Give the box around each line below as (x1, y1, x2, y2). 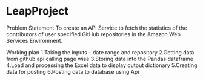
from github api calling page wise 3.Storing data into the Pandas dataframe (6, 55, 194, 62)
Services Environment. (6, 37, 63, 44)
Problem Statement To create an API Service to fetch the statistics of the (6, 24, 187, 31)
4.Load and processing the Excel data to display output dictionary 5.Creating (6, 62, 198, 69)
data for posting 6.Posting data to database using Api (6, 68, 139, 75)
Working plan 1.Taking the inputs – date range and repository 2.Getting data (6, 48, 195, 56)
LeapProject (6, 4, 68, 18)
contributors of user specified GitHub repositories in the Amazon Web (6, 30, 181, 37)
